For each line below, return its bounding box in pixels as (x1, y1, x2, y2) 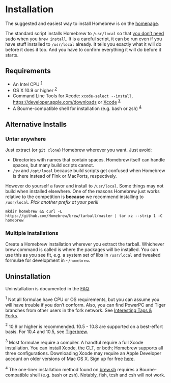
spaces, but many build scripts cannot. (12, 162, 94, 169)
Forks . (5, 312, 19, 319)
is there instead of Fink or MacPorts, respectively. (12, 173, 117, 179)
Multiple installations (5, 229, 59, 236)
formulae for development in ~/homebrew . (5, 257, 90, 263)
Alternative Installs (5, 120, 67, 128)
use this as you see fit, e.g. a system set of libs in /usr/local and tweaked (5, 252, 161, 258)
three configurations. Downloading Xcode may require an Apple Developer (5, 350, 162, 357)
